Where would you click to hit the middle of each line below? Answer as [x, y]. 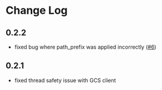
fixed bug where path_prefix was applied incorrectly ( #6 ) [85, 47]
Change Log [37, 10]
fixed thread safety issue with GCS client [65, 80]
